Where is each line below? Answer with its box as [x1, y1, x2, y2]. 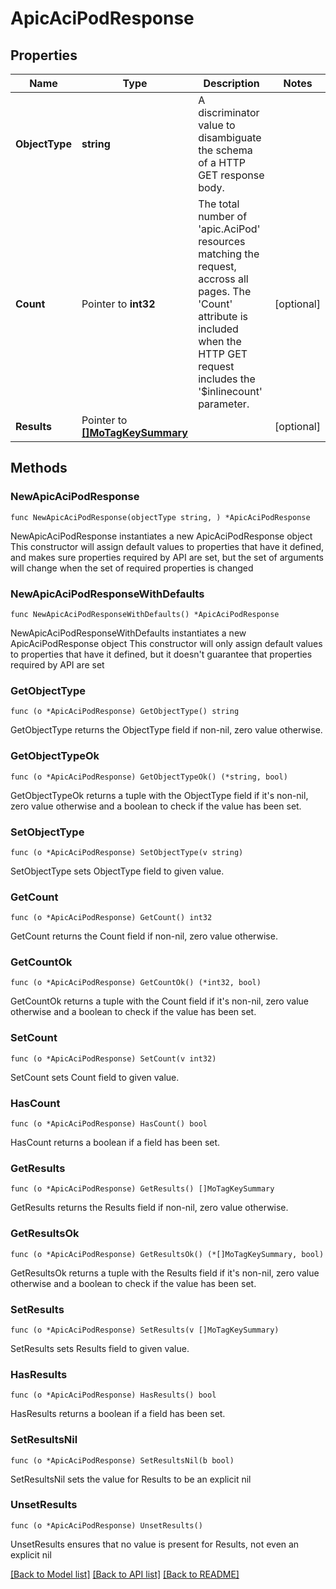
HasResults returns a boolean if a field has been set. [10, 1408, 226, 1420]
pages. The [198, 285, 252, 298]
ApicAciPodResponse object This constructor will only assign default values [10, 637, 323, 649]
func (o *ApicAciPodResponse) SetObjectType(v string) [10, 847, 244, 857]
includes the [198, 372, 256, 386]
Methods [10, 460, 68, 477]
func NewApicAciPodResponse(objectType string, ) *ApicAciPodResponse [10, 512, 311, 522]
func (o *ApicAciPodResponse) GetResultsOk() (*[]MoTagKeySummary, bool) [10, 1249, 325, 1259]
